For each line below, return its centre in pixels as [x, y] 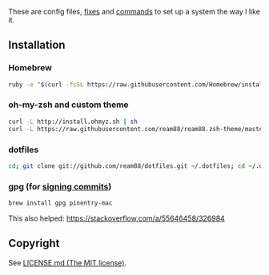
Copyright [34, 243]
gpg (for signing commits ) [60, 186]
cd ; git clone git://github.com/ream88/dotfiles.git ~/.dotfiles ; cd [127, 166]
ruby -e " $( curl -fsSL [46, 84]
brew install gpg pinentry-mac [60, 203]
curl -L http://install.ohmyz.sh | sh [73, 122]
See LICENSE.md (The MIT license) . [67, 262]
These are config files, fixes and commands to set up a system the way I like [134, 12]
